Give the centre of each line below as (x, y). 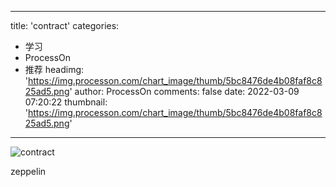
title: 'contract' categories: (65, 25)
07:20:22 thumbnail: (66, 102)
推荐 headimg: (54, 69)
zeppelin (28, 171)
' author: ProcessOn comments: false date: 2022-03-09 (184, 91)
